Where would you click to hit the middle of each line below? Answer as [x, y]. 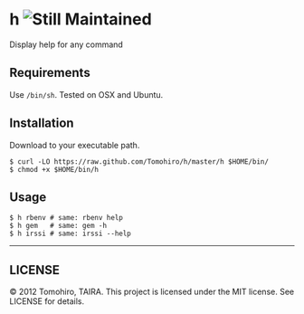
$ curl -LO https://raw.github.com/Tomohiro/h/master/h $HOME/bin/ [139, 162]
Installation [42, 124]
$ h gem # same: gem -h [58, 226]
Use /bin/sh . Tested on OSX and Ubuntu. [86, 94]
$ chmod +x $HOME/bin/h [54, 169]
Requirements [50, 73]
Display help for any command [66, 44]
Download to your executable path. [75, 145]
